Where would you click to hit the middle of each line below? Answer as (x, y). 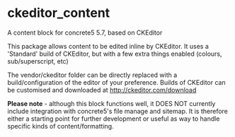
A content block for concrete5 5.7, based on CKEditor (85, 32)
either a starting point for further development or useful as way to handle (114, 119)
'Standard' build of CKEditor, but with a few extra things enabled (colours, (115, 54)
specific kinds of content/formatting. (61, 126)
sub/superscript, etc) (38, 61)
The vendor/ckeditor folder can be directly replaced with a (92, 75)
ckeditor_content (59, 13)
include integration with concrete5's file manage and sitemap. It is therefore (117, 111)
